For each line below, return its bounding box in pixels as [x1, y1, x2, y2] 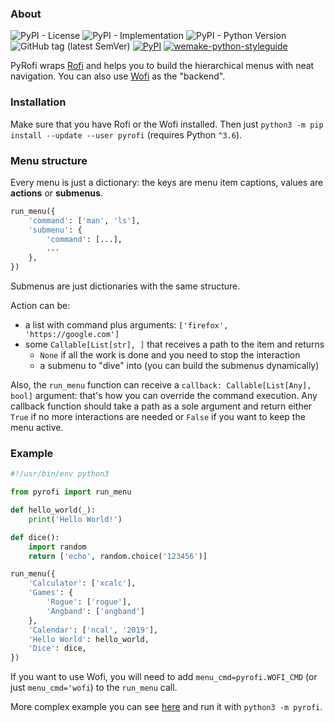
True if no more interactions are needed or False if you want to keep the [10, 411, 306, 423]
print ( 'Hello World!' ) [28, 514, 123, 524]
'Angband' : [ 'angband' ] [46, 606, 145, 616]
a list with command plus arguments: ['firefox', [24, 319, 229, 331]
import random [28, 542, 87, 552]
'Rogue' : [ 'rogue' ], [46, 597, 132, 607]
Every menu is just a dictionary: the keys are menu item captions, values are [10, 176, 324, 188]
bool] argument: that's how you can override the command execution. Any [10, 390, 318, 402]
